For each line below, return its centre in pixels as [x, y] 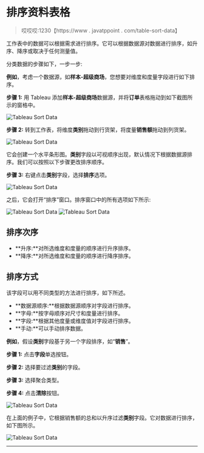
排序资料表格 [39, 12]
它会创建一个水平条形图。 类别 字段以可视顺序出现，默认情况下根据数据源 [97, 154]
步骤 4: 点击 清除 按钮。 [34, 393]
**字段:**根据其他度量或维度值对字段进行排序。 [74, 320]
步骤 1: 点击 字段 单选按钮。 [39, 354]
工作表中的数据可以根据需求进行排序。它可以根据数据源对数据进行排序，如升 [102, 43]
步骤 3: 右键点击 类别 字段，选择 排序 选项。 [58, 175]
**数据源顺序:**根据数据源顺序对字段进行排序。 [74, 305]
